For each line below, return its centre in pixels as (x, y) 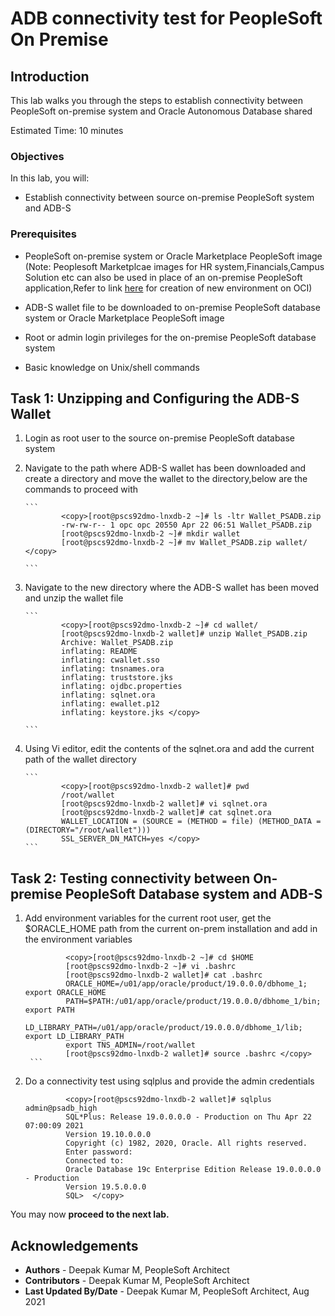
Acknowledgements (74, 1245)
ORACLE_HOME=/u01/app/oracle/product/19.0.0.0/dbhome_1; (186, 984)
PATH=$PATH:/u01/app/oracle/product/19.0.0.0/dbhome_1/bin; (193, 1002)
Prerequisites (43, 234)
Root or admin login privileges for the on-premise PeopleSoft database (170, 337)
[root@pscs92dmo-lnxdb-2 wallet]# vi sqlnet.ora (164, 804)
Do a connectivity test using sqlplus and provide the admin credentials (169, 1081)
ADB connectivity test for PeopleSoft (166, 18)
